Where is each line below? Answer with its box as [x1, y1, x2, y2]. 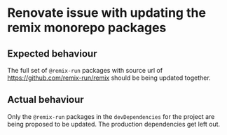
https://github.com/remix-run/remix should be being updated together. [7, 73, 212, 82]
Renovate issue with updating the [7, 5, 207, 21]
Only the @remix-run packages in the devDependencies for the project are [7, 112, 215, 120]
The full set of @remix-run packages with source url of [7, 66, 163, 74]
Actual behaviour [7, 94, 84, 106]
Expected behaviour [7, 48, 97, 59]
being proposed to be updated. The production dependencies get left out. [7, 120, 221, 128]
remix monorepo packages [7, 20, 167, 36]
